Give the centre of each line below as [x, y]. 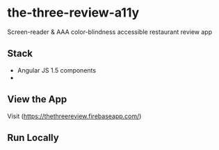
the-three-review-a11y [73, 13]
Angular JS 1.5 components [56, 70]
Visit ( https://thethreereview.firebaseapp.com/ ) [74, 116]
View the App [37, 99]
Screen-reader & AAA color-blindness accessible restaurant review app [110, 32]
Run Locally [33, 137]
